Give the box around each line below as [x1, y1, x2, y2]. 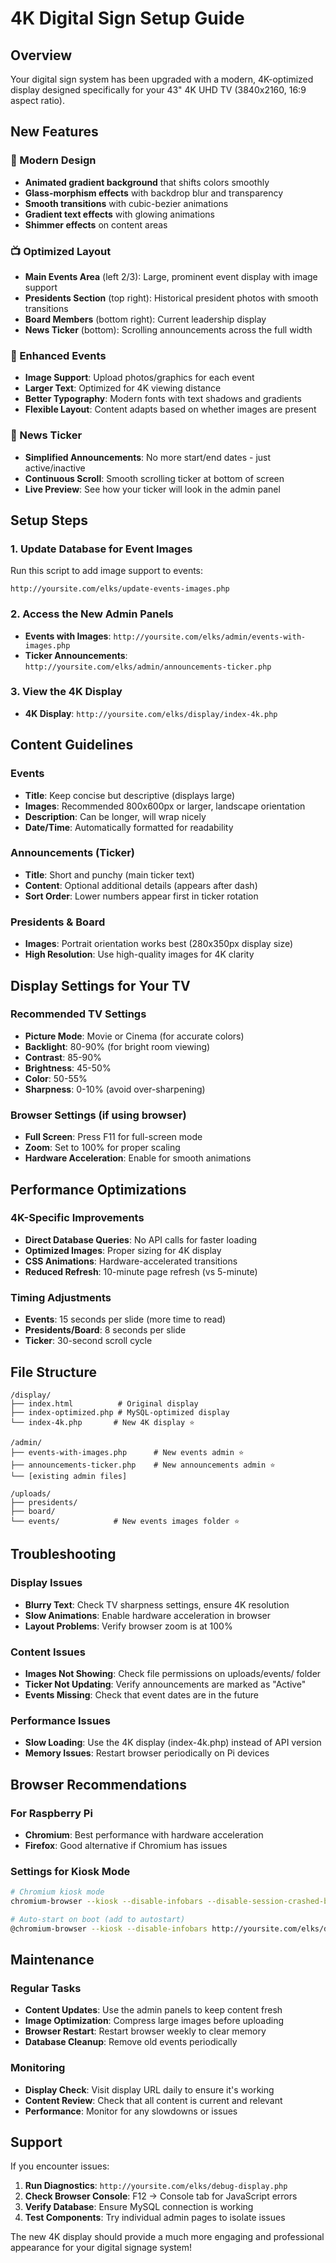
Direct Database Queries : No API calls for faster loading [24, 1233, 258, 1246]
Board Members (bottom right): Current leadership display [24, 313, 267, 325]
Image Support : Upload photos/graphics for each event [24, 372, 255, 384]
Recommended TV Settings [10, 1007, 147, 1021]
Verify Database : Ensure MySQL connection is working [24, 2201, 254, 2213]
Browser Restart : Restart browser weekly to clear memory [24, 2025, 267, 2037]
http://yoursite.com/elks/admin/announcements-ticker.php [24, 662, 272, 672]
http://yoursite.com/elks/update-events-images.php [10, 584, 230, 594]
